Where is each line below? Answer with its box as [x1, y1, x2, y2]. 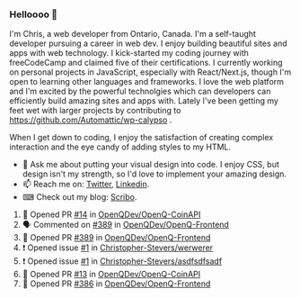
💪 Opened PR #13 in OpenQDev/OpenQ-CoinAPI [22, 269, 200, 280]
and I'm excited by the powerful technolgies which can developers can [9, 86, 271, 97]
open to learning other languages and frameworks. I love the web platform [9, 77, 285, 87]
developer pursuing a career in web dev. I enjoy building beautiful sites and [9, 38, 287, 49]
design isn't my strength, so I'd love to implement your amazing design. [22, 168, 287, 179]
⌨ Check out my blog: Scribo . [22, 192, 137, 203]
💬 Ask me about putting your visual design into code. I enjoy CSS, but [22, 159, 280, 170]
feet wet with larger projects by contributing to [9, 105, 181, 116]
